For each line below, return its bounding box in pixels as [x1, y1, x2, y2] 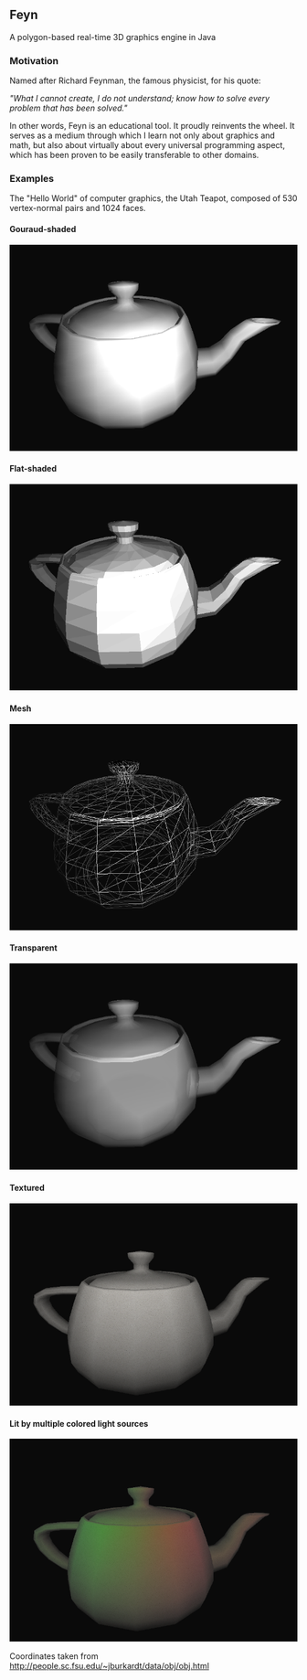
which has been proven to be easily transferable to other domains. [9, 150, 259, 161]
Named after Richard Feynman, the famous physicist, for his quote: [9, 75, 261, 86]
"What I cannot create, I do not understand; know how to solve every [9, 93, 270, 104]
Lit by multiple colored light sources [9, 1418, 149, 1429]
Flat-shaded [9, 463, 58, 474]
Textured [9, 1182, 45, 1193]
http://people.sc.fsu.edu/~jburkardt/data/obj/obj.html [9, 1661, 210, 1672]
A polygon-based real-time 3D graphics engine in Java [9, 31, 217, 42]
